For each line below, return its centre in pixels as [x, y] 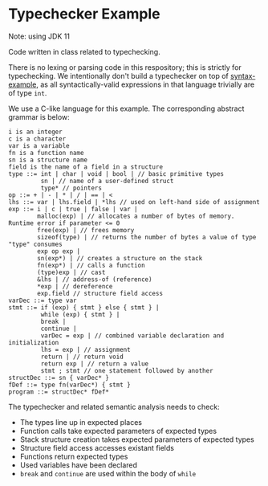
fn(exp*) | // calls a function [91, 265]
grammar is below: [39, 116]
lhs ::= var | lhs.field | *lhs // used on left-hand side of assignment [134, 202]
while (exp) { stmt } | [80, 314]
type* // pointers [71, 188]
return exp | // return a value [95, 363]
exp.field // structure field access [100, 293]
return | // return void [82, 357]
